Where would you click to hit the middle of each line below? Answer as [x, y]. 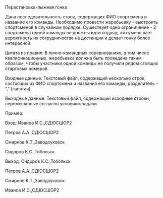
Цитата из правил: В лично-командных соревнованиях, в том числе [77, 53]
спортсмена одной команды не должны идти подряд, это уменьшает [79, 33]
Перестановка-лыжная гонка [36, 7]
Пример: [14, 113]
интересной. [18, 43]
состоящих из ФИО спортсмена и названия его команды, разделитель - [81, 83]
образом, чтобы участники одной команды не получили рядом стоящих [82, 63]
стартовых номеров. [27, 68]
